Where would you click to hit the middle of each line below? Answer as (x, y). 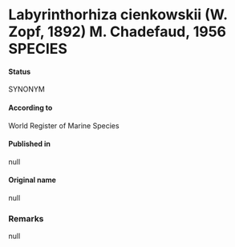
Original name (32, 180)
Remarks (26, 218)
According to (30, 107)
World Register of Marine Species (64, 125)
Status (20, 71)
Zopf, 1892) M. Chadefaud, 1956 (118, 32)
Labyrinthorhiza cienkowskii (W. (118, 15)
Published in (29, 144)
